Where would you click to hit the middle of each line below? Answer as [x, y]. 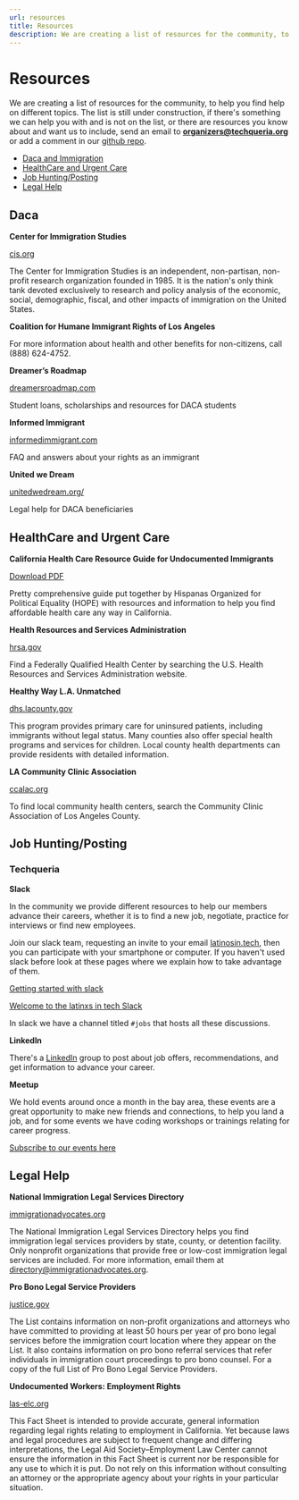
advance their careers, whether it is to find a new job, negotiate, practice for [149, 915]
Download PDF [37, 576]
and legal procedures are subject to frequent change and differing [131, 1440]
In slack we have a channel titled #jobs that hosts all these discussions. [140, 1023]
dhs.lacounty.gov [41, 708]
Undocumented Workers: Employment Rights [95, 1386]
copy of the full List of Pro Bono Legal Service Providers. [113, 1369]
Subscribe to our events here [62, 1147]
